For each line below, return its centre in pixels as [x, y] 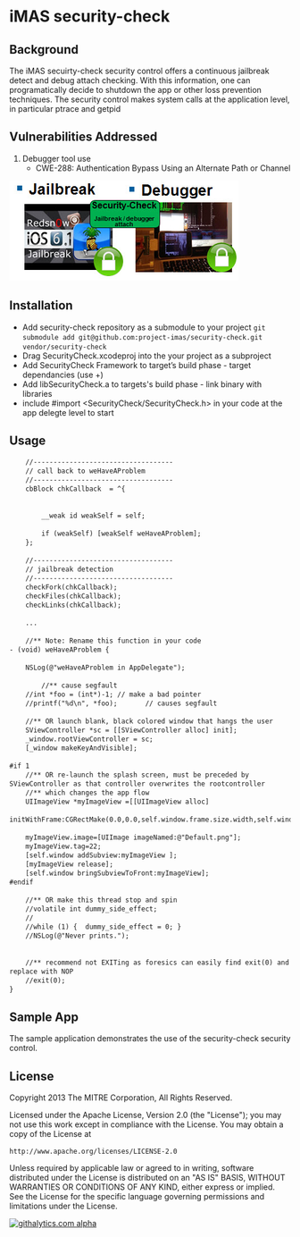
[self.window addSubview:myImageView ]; [101, 855]
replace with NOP [42, 972]
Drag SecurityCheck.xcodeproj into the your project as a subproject [146, 356]
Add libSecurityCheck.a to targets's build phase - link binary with [142, 384]
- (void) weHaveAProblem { [59, 650]
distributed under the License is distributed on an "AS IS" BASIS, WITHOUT [147, 1178]
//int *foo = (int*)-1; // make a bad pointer [113, 694]
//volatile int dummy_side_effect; [92, 909]
